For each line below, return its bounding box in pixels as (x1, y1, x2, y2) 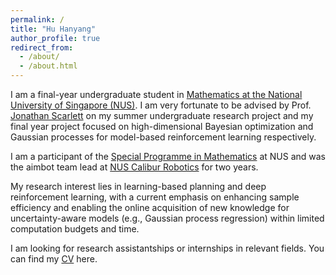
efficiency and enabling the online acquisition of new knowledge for (10, 202, 290, 213)
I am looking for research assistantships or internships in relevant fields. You (10, 242, 325, 254)
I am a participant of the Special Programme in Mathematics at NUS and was (10, 151, 326, 162)
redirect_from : (10, 42, 74, 53)
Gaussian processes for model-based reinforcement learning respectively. (10, 131, 317, 143)
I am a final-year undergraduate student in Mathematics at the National (10, 89, 303, 100)
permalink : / (10, 14, 65, 25)
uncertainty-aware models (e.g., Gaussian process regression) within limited (10, 212, 325, 224)
